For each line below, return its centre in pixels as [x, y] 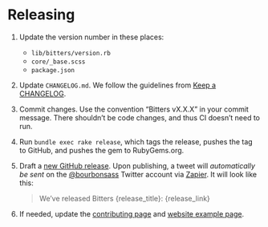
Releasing [41, 15]
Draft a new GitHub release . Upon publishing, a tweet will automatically [137, 165]
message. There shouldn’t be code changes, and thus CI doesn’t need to [139, 117]
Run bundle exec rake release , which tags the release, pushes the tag [136, 141]
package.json [53, 70]
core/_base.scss [58, 62]
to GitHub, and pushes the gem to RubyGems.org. [102, 150]
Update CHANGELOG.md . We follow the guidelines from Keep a [118, 85]
